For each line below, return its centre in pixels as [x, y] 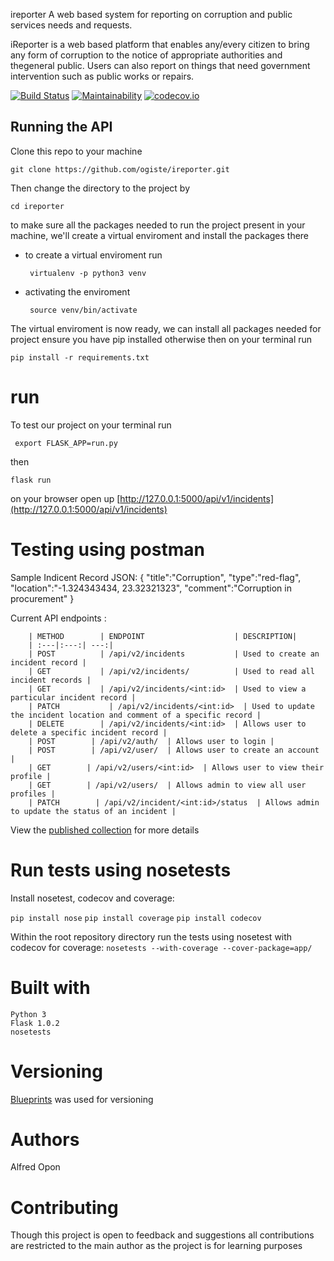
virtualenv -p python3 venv [88, 273]
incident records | [51, 680]
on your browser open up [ [65, 498]
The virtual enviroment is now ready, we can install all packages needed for [166, 328]
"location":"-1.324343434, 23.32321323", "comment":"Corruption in [151, 588]
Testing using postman [107, 549]
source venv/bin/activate [83, 310]
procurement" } [42, 598]
